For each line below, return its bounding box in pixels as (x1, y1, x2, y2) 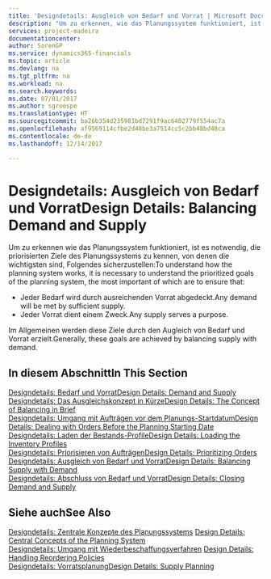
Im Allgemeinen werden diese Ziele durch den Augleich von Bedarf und (8, 325, 245, 336)
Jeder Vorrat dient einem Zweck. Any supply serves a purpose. (19, 310, 228, 319)
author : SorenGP (8, 42, 63, 50)
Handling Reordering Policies (8, 553, 105, 563)
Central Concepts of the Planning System (8, 535, 146, 546)
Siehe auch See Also (8, 505, 111, 519)
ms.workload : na (8, 79, 63, 87)
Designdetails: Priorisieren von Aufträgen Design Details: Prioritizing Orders (8, 448, 257, 458)
